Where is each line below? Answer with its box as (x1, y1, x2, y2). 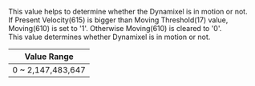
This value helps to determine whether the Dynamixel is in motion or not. (8, 7, 248, 16)
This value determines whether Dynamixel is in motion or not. (8, 32, 211, 41)
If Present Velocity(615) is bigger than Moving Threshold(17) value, (8, 15, 229, 25)
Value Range (24, 51, 74, 62)
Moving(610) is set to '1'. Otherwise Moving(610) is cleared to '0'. (8, 24, 222, 33)
